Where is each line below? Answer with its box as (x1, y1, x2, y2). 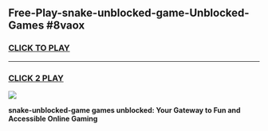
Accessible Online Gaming (8, 114, 98, 123)
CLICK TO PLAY (8, 43, 70, 54)
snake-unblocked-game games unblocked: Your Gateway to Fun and (8, 105, 241, 114)
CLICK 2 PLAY (8, 72, 64, 83)
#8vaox (46, 19, 85, 33)
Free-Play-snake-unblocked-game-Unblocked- (8, 6, 250, 20)
